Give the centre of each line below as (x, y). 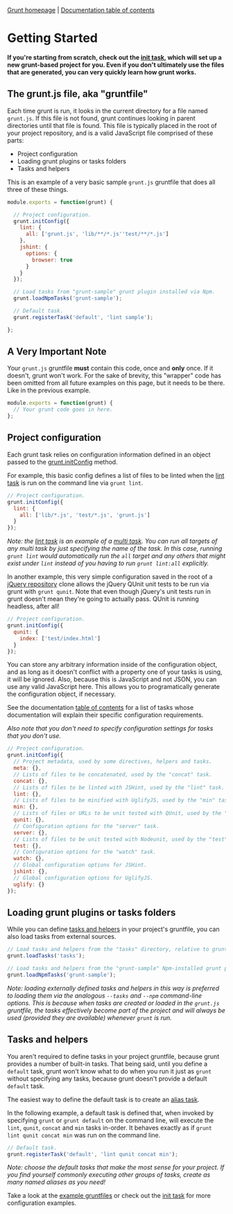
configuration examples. (42, 1203)
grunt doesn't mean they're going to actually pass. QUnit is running (103, 599)
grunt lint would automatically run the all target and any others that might (116, 556)
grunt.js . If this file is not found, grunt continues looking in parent (101, 118)
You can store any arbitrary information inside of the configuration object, (112, 665)
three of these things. (38, 189)
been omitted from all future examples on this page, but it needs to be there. (116, 383)
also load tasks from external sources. (62, 937)
